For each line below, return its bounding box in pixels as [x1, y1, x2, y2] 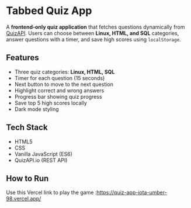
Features [6, 53, 39, 63]
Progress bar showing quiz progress [14, 93, 102, 100]
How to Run [6, 174, 49, 183]
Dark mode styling [14, 105, 60, 112]
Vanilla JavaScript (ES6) [14, 150, 73, 157]
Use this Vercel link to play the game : [6, 189, 97, 196]
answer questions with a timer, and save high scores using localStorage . [6, 36, 181, 43]
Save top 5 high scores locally [14, 99, 87, 106]
